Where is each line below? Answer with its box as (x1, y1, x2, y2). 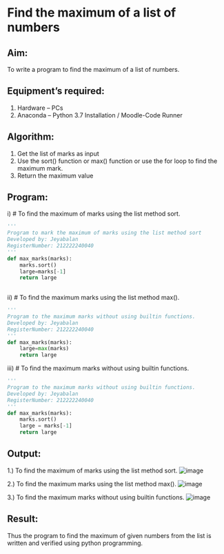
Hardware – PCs (17, 104, 63, 112)
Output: (7, 448, 41, 460)
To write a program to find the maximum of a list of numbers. (7, 66, 180, 73)
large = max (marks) (19, 345, 70, 352)
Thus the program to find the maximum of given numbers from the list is (7, 531, 212, 539)
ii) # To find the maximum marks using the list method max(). (7, 294, 180, 302)
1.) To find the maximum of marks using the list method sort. (7, 466, 178, 475)
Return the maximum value (17, 171, 94, 180)
